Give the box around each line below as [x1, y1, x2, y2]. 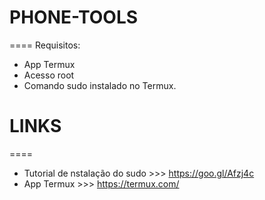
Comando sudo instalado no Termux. [23, 79, 177, 91]
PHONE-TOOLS [9, 6, 139, 29]
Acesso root [23, 69, 75, 81]
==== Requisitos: [9, 39, 81, 51]
